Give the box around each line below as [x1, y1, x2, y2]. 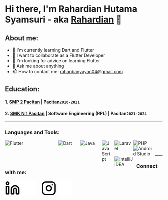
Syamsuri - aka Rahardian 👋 [5, 14, 122, 25]
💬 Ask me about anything [12, 63, 64, 69]
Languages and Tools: [5, 129, 60, 136]
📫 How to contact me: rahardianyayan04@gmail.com [12, 69, 123, 74]
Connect [136, 163, 158, 170]
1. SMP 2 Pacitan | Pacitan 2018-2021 [5, 99, 80, 105]
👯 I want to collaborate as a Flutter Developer [12, 52, 106, 58]
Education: [5, 85, 40, 93]
